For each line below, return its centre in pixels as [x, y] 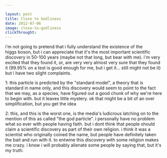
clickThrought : [21, 33]
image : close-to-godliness [33, 28]
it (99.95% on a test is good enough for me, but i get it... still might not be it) [83, 68]
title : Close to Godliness [33, 19]
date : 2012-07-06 [23, 23]
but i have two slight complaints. [38, 73]
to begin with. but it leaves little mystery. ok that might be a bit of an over [80, 99]
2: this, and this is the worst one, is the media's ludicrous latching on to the [82, 114]
